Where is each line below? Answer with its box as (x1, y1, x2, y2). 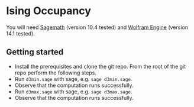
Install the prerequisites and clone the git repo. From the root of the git (14, 63, 186, 70)
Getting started (6, 47, 64, 57)
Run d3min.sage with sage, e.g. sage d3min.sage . (14, 75, 132, 82)
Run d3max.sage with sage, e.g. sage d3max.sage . (14, 87, 132, 95)
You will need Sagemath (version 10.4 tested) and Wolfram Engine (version (6, 24, 188, 31)
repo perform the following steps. (14, 69, 96, 76)
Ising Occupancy (6, 4, 92, 18)
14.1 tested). (6, 30, 35, 37)
